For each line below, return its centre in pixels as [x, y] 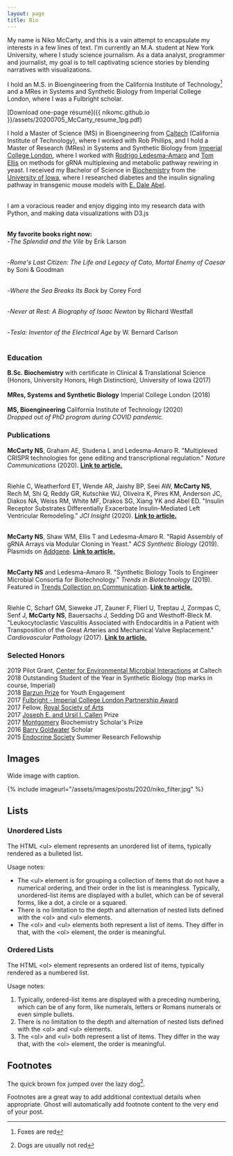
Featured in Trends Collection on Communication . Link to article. [100, 587]
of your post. [25, 1112]
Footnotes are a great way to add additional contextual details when [104, 1097]
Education [25, 358]
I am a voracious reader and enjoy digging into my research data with [106, 206]
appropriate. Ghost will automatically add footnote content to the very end [113, 1105]
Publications [29, 435]
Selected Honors [36, 655]
